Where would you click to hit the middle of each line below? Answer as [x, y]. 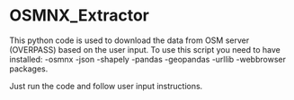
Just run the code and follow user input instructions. [106, 86]
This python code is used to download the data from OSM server [129, 40]
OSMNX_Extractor [80, 16]
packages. [29, 69]
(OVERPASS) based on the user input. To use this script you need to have [145, 49]
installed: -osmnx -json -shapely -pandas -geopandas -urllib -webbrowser [147, 59]
